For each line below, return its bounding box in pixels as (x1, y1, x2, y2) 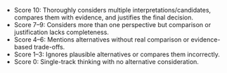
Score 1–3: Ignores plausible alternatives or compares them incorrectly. (13, 50, 220, 58)
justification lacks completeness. (13, 28, 109, 36)
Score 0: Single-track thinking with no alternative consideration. (13, 58, 199, 65)
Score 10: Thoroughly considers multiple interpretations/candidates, (13, 6, 212, 14)
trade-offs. (34, 43, 65, 51)
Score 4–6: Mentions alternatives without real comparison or (13, 35, 190, 44)
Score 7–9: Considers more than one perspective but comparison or (13, 21, 212, 29)
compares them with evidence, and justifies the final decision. (13, 13, 194, 22)
